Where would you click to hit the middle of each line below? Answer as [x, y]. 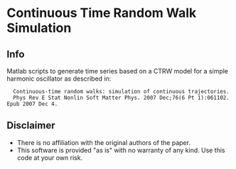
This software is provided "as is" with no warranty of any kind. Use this [121, 150]
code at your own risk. [50, 158]
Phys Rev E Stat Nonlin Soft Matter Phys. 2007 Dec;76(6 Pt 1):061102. [122, 98]
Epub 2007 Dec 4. [32, 104]
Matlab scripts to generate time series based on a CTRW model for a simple [118, 71]
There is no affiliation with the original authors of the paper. [104, 142]
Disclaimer [31, 126]
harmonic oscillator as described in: [59, 78]
